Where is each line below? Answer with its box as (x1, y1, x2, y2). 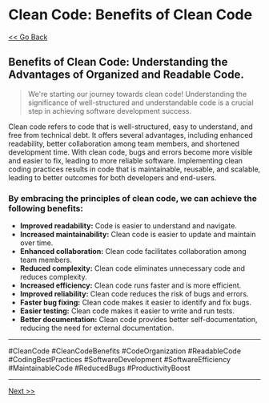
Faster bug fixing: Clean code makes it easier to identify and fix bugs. (19, 298, 252, 308)
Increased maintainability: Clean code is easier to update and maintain (19, 230, 256, 240)
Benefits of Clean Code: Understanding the (8, 55, 228, 69)
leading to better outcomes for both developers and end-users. (8, 172, 217, 182)
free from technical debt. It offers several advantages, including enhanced (8, 130, 254, 139)
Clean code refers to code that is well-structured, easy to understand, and (8, 122, 254, 131)
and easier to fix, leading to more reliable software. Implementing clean (8, 155, 243, 165)
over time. (19, 238, 54, 248)
